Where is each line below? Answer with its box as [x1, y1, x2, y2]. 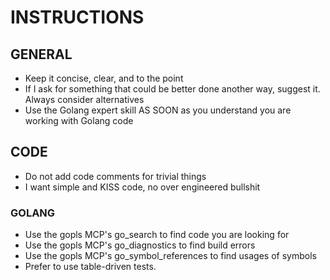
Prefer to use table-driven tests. [24, 261, 157, 273]
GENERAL [10, 46, 73, 63]
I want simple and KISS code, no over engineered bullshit [24, 181, 261, 193]
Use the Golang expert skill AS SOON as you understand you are [24, 104, 292, 116]
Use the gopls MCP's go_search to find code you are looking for [24, 229, 290, 241]
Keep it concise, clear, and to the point [24, 72, 184, 84]
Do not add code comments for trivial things [24, 170, 207, 182]
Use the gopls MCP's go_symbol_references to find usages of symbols [24, 250, 317, 262]
